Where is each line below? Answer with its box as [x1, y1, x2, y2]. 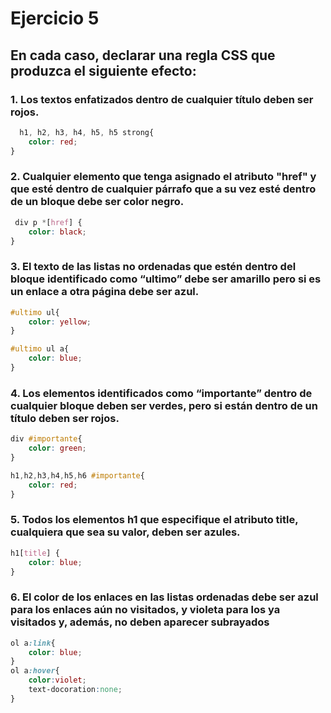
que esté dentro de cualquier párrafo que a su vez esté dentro [10, 182, 317, 196]
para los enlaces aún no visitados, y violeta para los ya [10, 603, 281, 617]
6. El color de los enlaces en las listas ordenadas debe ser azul [10, 590, 319, 604]
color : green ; [28, 443, 87, 454]
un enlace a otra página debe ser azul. [10, 285, 200, 299]
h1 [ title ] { [10, 548, 60, 558]
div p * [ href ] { [14, 217, 83, 227]
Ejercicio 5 [10, 7, 100, 30]
